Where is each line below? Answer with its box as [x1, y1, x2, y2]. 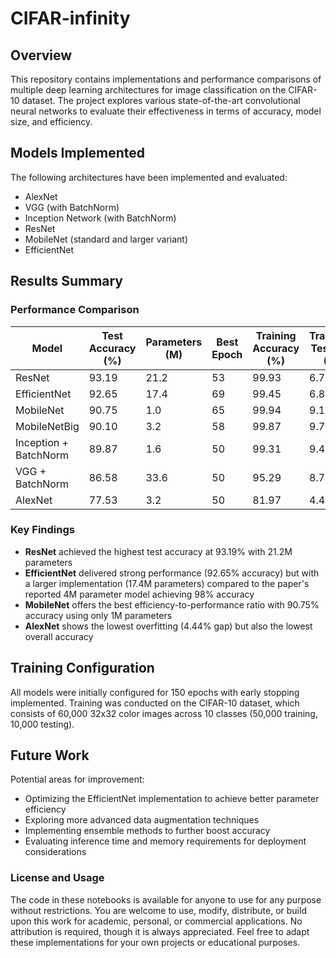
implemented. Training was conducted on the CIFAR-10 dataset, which [10, 697, 300, 709]
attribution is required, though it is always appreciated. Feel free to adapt [10, 925, 310, 937]
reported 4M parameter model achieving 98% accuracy [24, 588, 255, 600]
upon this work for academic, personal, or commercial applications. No [10, 915, 303, 927]
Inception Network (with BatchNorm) [24, 212, 177, 224]
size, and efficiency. [10, 116, 93, 127]
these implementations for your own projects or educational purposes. [10, 936, 301, 948]
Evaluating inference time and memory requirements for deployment [24, 835, 307, 847]
